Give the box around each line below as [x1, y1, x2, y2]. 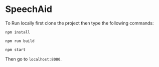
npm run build [5, 38, 35, 43]
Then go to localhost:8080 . [5, 56, 62, 62]
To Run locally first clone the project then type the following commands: [5, 20, 154, 26]
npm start [5, 47, 26, 52]
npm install [5, 29, 30, 34]
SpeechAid [5, 3, 53, 15]
